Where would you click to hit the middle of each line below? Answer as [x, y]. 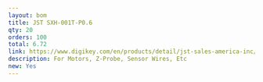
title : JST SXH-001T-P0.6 [50, 23]
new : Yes [22, 66]
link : [17, 52]
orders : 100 [27, 37]
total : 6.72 [27, 45]
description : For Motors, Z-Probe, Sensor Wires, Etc [98, 59]
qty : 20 [21, 30]
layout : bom [27, 15]
